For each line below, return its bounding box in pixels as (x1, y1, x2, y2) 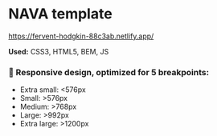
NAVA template (8, 5, 113, 23)
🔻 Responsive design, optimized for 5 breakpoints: (8, 66, 210, 78)
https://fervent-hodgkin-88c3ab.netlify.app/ (8, 31, 154, 41)
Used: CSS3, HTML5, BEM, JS (8, 46, 109, 56)
